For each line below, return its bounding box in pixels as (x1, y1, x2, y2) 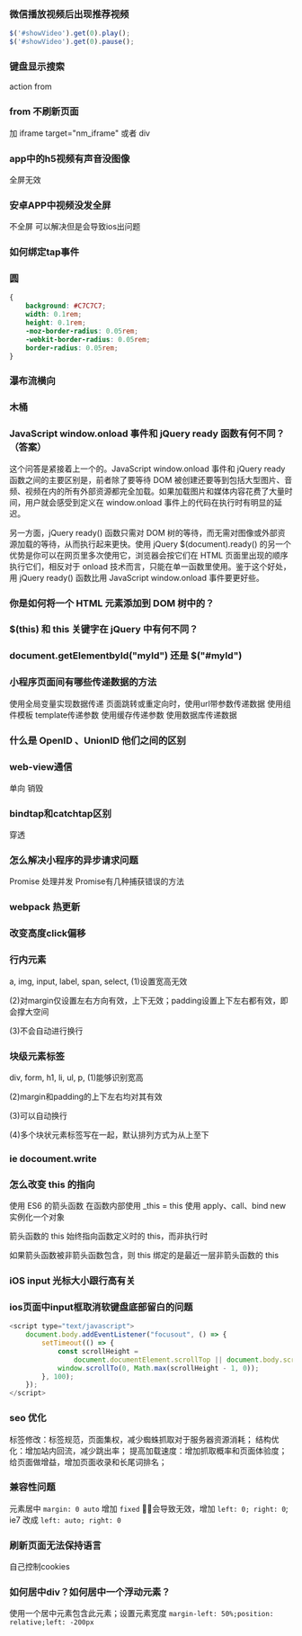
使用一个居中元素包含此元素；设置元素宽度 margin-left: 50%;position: (9, 1608, 274, 1619)
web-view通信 (9, 760, 73, 773)
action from (9, 81, 52, 92)
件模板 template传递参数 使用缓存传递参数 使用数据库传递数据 (9, 709, 238, 720)
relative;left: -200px (9, 1618, 94, 1627)
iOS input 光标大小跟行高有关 (9, 1274, 136, 1287)
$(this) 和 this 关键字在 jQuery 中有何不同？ (9, 623, 199, 636)
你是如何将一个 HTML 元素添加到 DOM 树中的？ (9, 596, 215, 609)
